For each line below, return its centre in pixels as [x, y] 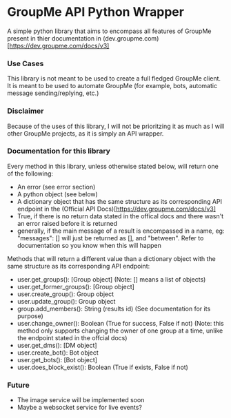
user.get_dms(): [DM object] [57, 345]
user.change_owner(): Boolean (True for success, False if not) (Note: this [120, 323]
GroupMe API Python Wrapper [96, 12]
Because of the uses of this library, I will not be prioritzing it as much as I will [116, 126]
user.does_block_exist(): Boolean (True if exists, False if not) [102, 367]
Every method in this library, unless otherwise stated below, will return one [113, 166]
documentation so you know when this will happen [89, 245]
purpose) [30, 316]
